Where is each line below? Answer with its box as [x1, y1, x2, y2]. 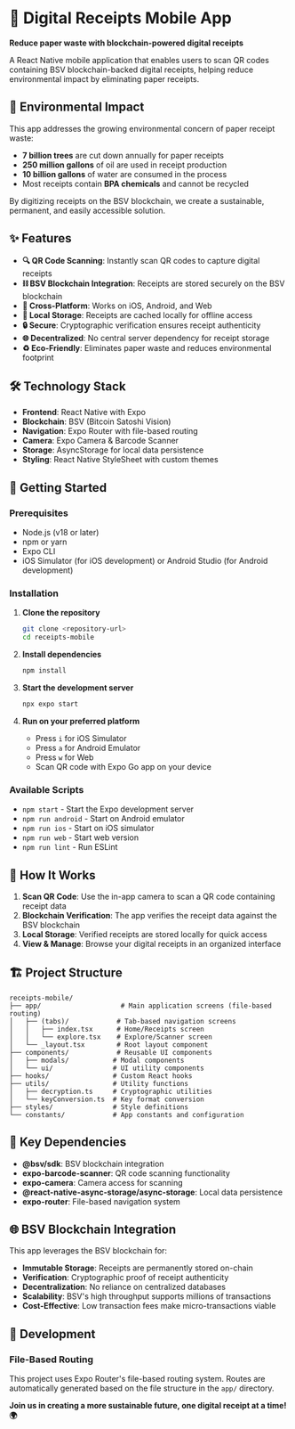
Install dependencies [21, 649, 102, 660]
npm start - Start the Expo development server [21, 804, 194, 814]
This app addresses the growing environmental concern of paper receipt [9, 123, 275, 134]
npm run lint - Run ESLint [21, 842, 118, 853]
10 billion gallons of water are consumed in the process [21, 168, 227, 179]
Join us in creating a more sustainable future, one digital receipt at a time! [9, 1400, 287, 1411]
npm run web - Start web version [21, 832, 140, 843]
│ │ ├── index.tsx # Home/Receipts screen [9, 1025, 204, 1033]
